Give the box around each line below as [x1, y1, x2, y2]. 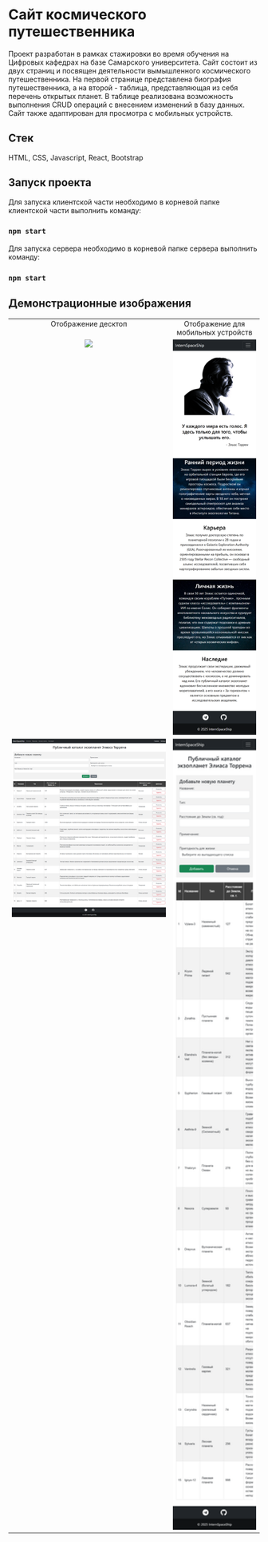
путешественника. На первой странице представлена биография [8, 74, 231, 84]
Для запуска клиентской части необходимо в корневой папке [8, 197, 220, 207]
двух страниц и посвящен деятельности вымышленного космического [8, 65, 251, 75]
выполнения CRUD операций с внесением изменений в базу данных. [8, 100, 245, 109]
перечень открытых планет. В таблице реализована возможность [8, 91, 234, 101]
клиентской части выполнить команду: [8, 205, 142, 215]
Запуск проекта [8, 176, 92, 189]
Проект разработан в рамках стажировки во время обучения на [8, 49, 230, 58]
